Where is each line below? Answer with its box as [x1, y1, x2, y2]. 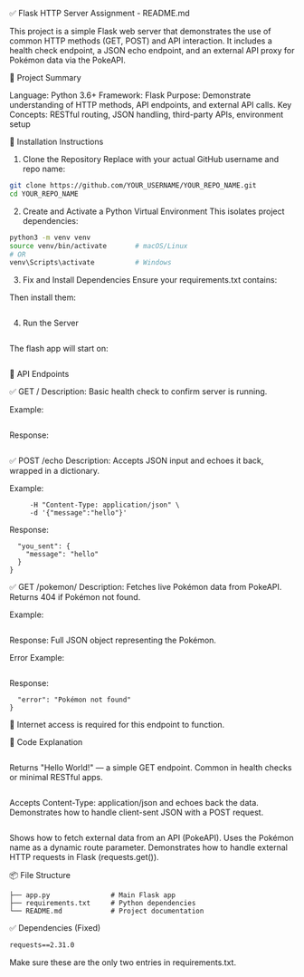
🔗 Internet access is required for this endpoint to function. [9, 720, 225, 730]
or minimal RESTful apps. [9, 772, 103, 783]
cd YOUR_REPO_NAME [9, 189, 79, 198]
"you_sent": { [17, 542, 71, 551]
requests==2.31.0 [9, 941, 75, 950]
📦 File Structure [9, 870, 71, 881]
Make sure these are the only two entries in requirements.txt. [9, 957, 237, 968]
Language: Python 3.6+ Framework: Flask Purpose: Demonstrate [9, 90, 252, 101]
